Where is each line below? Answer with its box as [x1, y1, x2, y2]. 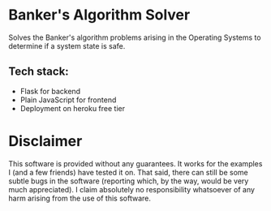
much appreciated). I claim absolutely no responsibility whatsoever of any [8, 184, 256, 194]
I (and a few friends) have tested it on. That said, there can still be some [8, 167, 249, 177]
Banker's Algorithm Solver [8, 6, 191, 24]
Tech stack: [8, 65, 69, 79]
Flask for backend [19, 86, 81, 96]
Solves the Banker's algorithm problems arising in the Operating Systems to [8, 32, 261, 42]
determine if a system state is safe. [8, 41, 126, 50]
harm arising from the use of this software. [8, 193, 152, 203]
